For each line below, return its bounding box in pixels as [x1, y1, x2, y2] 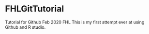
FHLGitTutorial [5, 3, 64, 14]
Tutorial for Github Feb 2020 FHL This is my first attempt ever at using [5, 19, 145, 25]
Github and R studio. [5, 24, 46, 30]
